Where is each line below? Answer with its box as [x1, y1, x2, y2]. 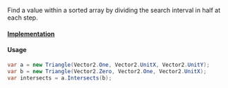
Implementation [7, 30, 55, 38]
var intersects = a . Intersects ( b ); [7, 74, 112, 82]
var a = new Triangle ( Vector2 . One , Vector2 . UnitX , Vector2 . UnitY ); [7, 61, 210, 68]
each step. [7, 13, 38, 22]
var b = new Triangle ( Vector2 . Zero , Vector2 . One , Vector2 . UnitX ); [7, 68, 207, 75]
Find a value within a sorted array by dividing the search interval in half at [7, 6, 221, 14]
